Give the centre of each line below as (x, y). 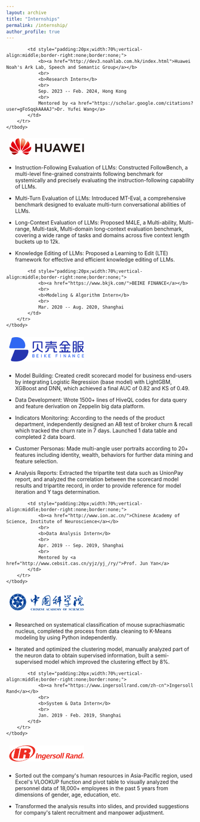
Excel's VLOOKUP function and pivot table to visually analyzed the (96, 782)
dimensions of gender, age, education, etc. (67, 795)
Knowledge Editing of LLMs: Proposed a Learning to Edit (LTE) (91, 253)
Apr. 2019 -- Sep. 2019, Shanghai (81, 546)
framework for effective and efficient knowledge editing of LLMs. (95, 260)
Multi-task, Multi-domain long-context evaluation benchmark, (108, 229)
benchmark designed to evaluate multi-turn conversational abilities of (100, 205)
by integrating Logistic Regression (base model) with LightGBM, (93, 382)
